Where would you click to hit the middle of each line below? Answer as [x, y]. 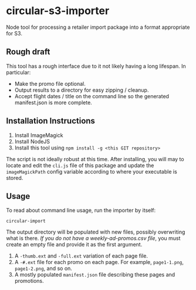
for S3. [14, 33]
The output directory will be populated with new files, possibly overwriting [96, 232]
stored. [15, 178]
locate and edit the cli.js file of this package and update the [80, 165]
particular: [18, 72]
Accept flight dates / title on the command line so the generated [92, 96]
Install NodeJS [32, 141]
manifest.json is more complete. [53, 102]
